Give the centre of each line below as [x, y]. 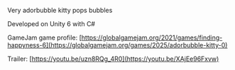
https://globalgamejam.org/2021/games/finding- [152, 37]
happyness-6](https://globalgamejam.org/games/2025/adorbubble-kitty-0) [117, 45]
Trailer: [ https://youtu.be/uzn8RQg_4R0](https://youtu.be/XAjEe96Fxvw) [113, 59]
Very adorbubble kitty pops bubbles [60, 10]
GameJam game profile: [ [44, 37]
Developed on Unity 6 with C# [51, 24]
